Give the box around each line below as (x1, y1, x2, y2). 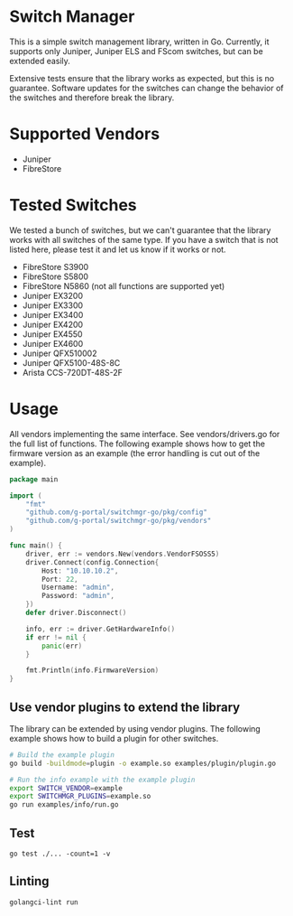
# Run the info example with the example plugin (9, 775, 196, 784)
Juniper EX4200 (22, 319, 84, 330)
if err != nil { (25, 632, 87, 642)
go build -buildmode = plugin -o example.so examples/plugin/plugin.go (9, 759, 277, 768)
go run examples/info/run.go (9, 800, 119, 809)
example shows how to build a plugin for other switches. (9, 733, 219, 743)
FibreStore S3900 (22, 261, 89, 272)
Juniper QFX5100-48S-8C (22, 357, 121, 368)
